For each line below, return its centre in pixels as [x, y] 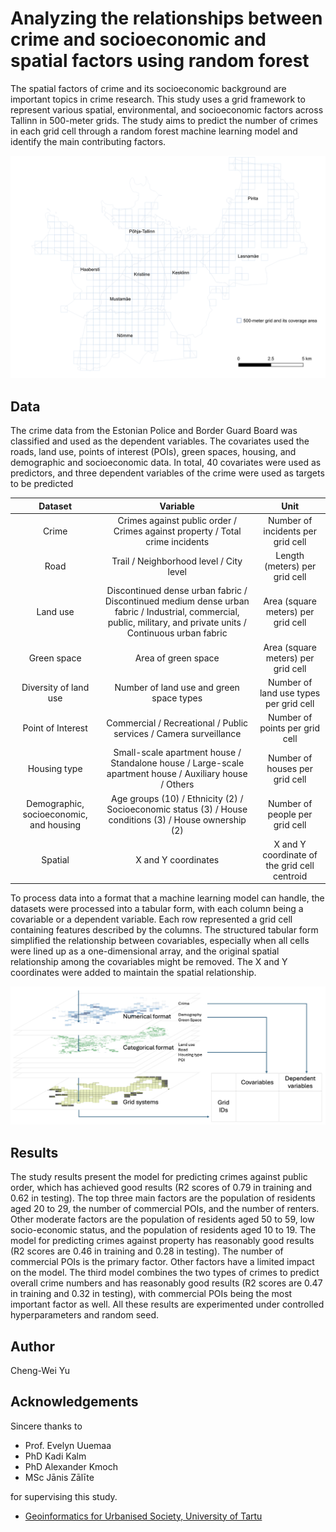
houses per [289, 768]
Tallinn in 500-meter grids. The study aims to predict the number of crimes [164, 120]
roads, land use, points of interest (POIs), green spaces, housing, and [153, 452]
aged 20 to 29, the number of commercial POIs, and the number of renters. [165, 1209]
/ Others [177, 784]
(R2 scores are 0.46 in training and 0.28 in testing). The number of [147, 1251]
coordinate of [290, 854]
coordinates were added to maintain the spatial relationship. [133, 973]
